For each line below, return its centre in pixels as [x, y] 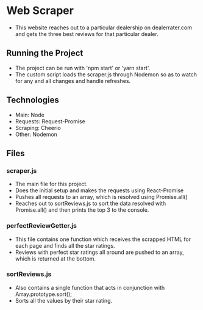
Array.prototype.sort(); [43, 294]
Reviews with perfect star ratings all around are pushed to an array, [99, 252]
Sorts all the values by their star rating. [64, 300]
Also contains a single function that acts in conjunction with [90, 287]
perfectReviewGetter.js [42, 226]
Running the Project [45, 53]
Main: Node [30, 115]
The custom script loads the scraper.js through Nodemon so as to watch [106, 74]
